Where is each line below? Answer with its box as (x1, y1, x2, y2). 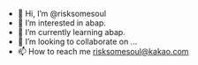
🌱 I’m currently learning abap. (17, 27, 126, 37)
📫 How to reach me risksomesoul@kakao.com (17, 47, 189, 56)
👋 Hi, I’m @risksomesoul (17, 9, 107, 18)
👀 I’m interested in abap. (17, 18, 106, 28)
